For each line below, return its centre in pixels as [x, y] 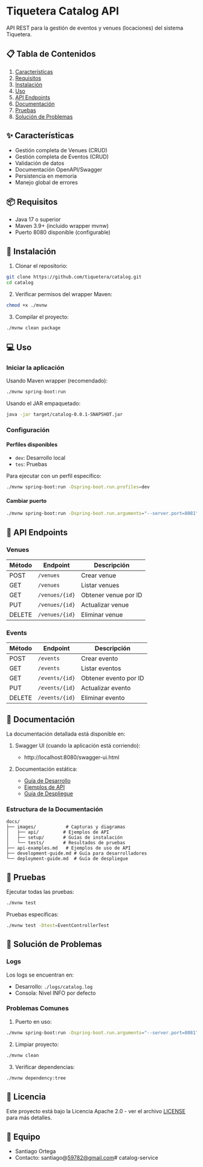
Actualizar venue [105, 604]
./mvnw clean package [34, 328]
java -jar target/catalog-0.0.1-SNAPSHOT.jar [64, 415]
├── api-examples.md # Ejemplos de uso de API [69, 848]
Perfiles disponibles [32, 444]
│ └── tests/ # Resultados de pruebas [66, 843]
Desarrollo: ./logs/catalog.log [54, 986]
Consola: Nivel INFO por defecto [55, 993]
